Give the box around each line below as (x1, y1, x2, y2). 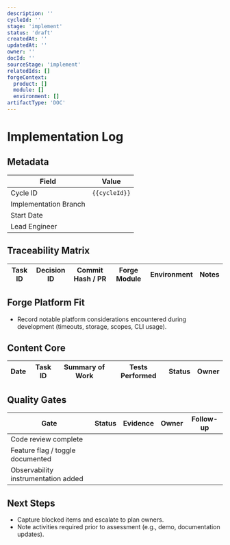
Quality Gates (7, 394, 67, 406)
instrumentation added (10, 474, 84, 484)
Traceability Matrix (7, 245, 90, 257)
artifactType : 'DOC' (7, 100, 66, 106)
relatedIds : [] (7, 67, 51, 74)
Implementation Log (7, 129, 124, 145)
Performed (120, 371, 157, 381)
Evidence (123, 419, 155, 428)
